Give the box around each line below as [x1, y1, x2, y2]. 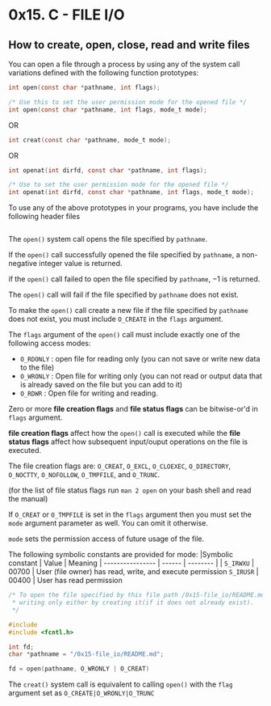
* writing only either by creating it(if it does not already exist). [11, 598, 254, 607]
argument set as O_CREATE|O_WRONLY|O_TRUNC [8, 688, 155, 698]
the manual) [8, 494, 48, 504]
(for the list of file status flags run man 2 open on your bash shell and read [8, 485, 252, 495]
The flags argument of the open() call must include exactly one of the [8, 330, 240, 340]
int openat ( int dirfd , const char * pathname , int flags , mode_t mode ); [8, 188, 254, 197]
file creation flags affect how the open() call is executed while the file [8, 429, 240, 438]
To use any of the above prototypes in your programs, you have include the [8, 203, 259, 213]
